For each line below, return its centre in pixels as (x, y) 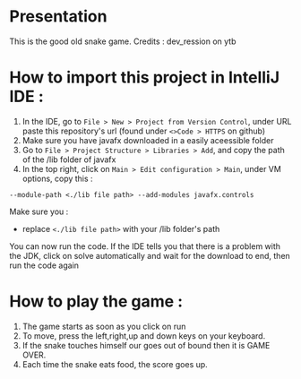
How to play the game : (96, 301)
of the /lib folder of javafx (69, 159)
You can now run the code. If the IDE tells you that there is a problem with (145, 246)
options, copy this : (57, 178)
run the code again (44, 265)
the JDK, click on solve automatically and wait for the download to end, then (150, 255)
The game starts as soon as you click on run (104, 326)
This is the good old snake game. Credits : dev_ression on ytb (123, 41)
